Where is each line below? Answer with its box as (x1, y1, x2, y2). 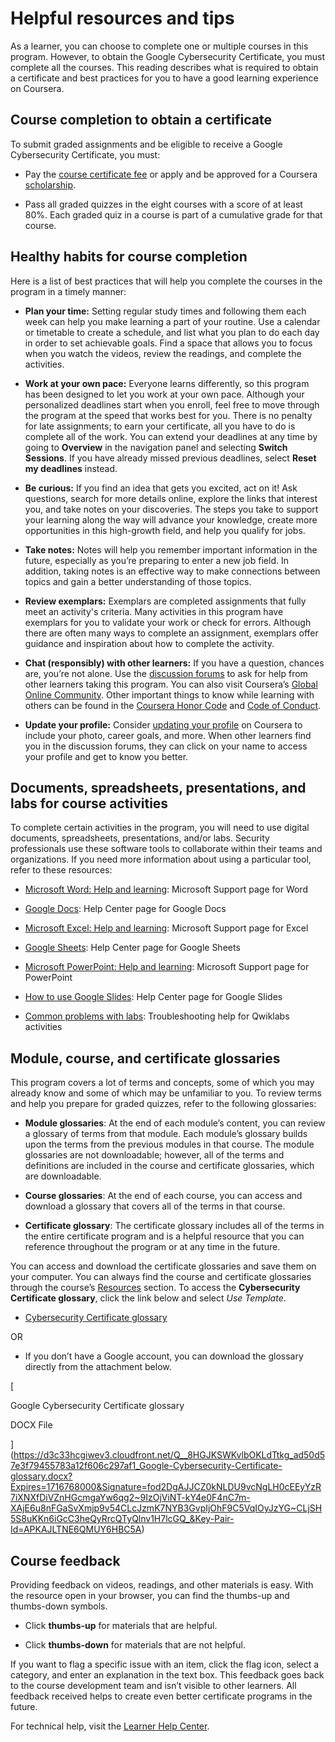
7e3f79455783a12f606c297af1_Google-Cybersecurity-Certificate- (10, 1460, 283, 1472)
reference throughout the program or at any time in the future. (24, 1241, 281, 1253)
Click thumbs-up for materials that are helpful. (24, 1620, 218, 1631)
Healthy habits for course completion (10, 248, 248, 266)
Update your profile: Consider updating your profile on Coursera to (24, 718, 303, 731)
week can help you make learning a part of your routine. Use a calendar (24, 315, 321, 327)
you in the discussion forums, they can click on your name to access (24, 740, 308, 752)
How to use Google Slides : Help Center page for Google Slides (24, 991, 283, 1003)
